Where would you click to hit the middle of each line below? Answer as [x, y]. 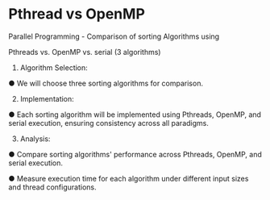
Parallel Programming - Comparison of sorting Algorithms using [114, 36]
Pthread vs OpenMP [77, 14]
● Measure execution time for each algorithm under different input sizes [129, 178]
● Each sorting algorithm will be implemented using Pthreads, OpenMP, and [135, 115]
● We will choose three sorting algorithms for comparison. [106, 83]
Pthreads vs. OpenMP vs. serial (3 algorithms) [85, 52]
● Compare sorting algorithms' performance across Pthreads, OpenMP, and [135, 154]
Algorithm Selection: [54, 67]
